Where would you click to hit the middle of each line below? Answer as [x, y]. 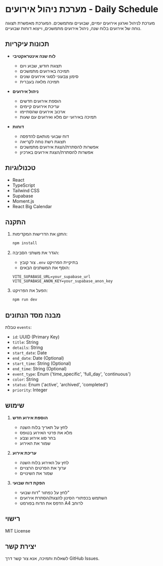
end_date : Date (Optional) [38, 358]
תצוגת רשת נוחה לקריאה [43, 141]
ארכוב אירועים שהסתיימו [42, 111]
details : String [28, 347]
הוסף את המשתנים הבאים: [45, 268]
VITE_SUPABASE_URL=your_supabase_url [51, 277]
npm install [25, 243]
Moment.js [23, 201]
